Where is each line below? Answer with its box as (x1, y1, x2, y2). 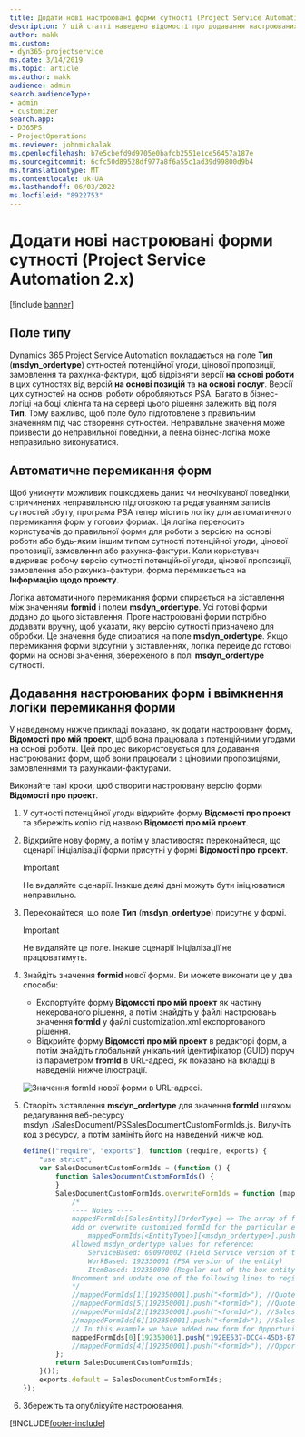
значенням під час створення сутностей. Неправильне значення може (9, 417, 286, 428)
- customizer (9, 106, 59, 116)
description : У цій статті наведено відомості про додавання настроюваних (9, 22, 299, 31)
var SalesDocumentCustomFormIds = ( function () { (39, 1164, 231, 1173)
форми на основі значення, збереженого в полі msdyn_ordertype (9, 650, 265, 661)
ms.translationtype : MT (9, 166, 100, 175)
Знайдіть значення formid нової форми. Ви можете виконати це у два (22, 970, 293, 981)
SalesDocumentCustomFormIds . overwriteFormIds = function (55, 1189, 275, 1198)
